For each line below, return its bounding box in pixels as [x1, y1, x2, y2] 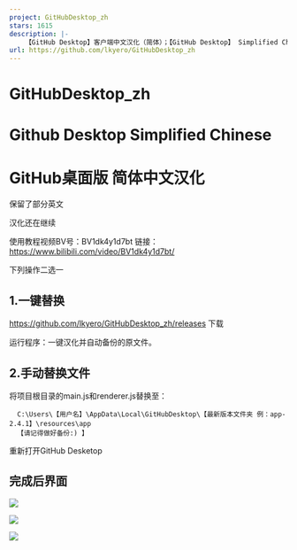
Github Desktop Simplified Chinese [9, 125, 272, 144]
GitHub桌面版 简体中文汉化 [9, 167, 205, 188]
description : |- [9, 29, 69, 38]
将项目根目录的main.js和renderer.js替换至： [9, 391, 168, 401]
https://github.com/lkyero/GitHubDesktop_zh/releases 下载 [9, 318, 224, 329]
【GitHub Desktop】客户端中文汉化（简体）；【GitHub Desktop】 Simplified [25, 37, 278, 47]
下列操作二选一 [9, 265, 64, 275]
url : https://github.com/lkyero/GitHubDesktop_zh [9, 46, 196, 55]
